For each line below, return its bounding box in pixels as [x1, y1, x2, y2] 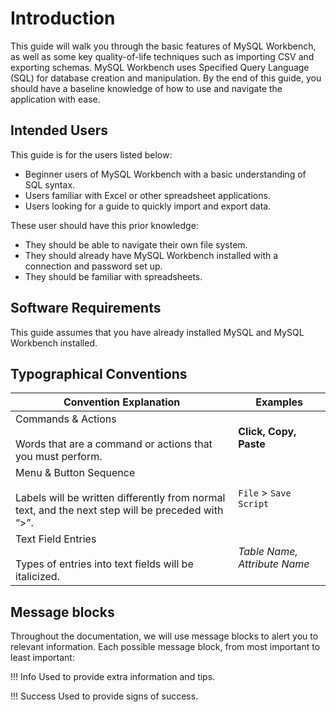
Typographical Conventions [10, 365, 188, 382]
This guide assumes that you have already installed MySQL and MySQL [10, 326, 305, 338]
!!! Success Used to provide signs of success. [10, 690, 199, 702]
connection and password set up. [24, 260, 163, 272]
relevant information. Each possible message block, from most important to [10, 641, 321, 653]
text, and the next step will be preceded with [15, 503, 224, 517]
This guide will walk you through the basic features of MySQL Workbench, [10, 40, 317, 52]
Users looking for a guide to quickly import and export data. [24, 200, 272, 212]
